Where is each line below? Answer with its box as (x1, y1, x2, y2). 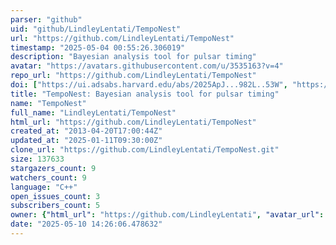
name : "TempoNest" (10, 98, 87, 108)
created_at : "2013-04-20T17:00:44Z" (10, 126, 163, 136)
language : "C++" (10, 182, 78, 192)
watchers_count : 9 (10, 172, 87, 183)
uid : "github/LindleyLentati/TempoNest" (10, 24, 182, 34)
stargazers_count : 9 (10, 163, 97, 173)
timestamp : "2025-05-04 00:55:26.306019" (10, 42, 186, 53)
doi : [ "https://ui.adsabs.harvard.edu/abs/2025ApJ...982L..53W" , (10, 80, 288, 90)
